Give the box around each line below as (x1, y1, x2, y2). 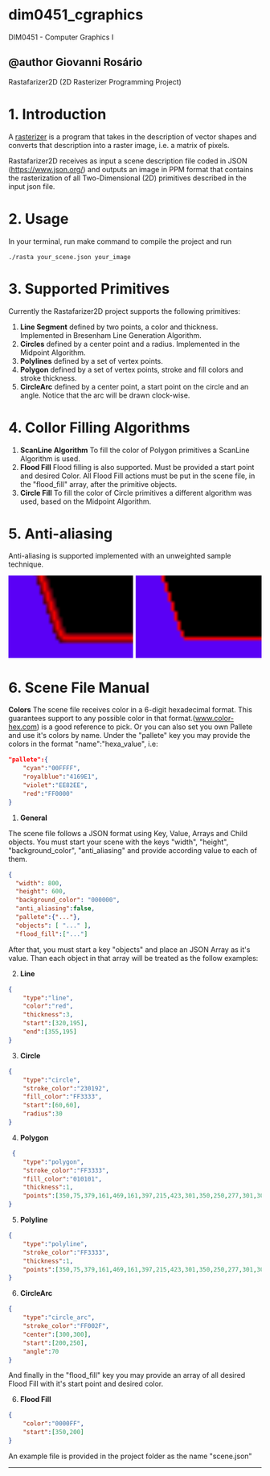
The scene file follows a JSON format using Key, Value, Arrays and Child (8, 828, 247, 838)
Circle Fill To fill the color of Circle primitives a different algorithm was (19, 488, 252, 497)
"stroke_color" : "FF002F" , (22, 1322, 110, 1330)
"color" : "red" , (22, 1002, 74, 1011)
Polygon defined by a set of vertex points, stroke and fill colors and (19, 365, 243, 374)
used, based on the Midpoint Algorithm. (19, 497, 152, 506)
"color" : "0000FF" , (22, 1420, 84, 1428)
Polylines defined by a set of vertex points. (19, 356, 163, 365)
